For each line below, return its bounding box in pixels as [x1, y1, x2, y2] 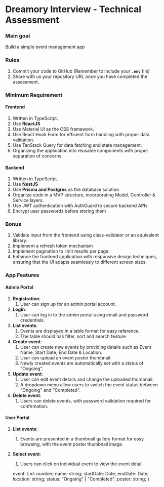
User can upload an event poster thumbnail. [20, 354, 112, 360]
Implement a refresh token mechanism [12, 243, 93, 249]
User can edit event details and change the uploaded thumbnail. [20, 376, 154, 382]
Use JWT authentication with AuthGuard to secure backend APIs [12, 202, 148, 209]
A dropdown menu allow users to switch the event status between [20, 381, 158, 388]
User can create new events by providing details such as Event [20, 344, 152, 350]
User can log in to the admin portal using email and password [20, 311, 148, 317]
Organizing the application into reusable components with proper [12, 147, 148, 153]
